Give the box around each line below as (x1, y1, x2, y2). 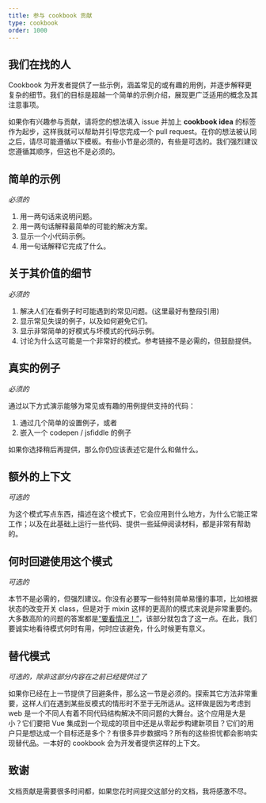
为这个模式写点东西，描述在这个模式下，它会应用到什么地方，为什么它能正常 (8, 509, 258, 519)
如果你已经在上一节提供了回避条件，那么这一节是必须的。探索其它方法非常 (8, 689, 251, 698)
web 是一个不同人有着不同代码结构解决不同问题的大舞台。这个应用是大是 (8, 709, 246, 718)
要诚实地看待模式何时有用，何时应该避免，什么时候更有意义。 (8, 624, 210, 633)
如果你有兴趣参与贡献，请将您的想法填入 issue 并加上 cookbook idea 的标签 (8, 117, 256, 127)
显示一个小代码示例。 (19, 232, 89, 240)
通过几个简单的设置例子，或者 (19, 417, 117, 427)
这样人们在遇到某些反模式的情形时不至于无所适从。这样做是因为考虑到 (21, 699, 251, 709)
